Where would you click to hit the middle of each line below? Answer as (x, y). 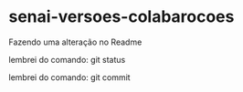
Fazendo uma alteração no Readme (75, 42)
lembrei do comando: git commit (69, 77)
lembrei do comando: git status (67, 59)
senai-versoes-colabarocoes (121, 17)
